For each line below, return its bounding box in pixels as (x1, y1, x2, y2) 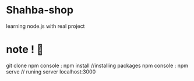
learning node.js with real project (6, 23, 85, 30)
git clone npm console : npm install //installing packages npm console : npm (6, 62, 188, 69)
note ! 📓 (6, 43, 44, 56)
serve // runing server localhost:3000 (6, 68, 96, 75)
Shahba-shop (6, 3, 74, 17)
